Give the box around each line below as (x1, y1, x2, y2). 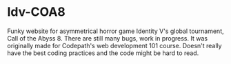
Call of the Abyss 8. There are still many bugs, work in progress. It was (7, 34, 208, 42)
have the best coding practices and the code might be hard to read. (7, 49, 199, 57)
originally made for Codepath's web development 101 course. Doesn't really (7, 41, 222, 50)
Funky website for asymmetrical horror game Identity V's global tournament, (7, 27, 224, 35)
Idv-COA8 (7, 4, 66, 20)
